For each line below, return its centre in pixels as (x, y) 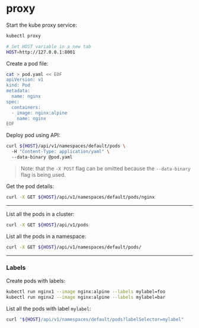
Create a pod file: (27, 63)
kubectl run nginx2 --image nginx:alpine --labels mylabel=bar (86, 297)
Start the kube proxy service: (41, 25)
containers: (26, 107)
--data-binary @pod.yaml (42, 157)
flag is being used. (43, 174)
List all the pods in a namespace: (46, 236)
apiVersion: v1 (25, 80)
